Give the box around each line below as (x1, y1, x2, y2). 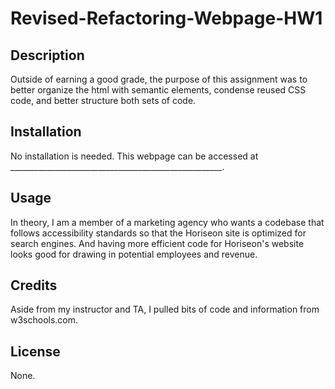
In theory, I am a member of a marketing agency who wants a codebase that (10, 216, 325, 228)
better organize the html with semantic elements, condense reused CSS (10, 84, 307, 96)
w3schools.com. (10, 314, 79, 326)
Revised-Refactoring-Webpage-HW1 (10, 7, 323, 30)
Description (10, 47, 85, 64)
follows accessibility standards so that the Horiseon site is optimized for (10, 227, 307, 239)
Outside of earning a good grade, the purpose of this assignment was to (10, 73, 308, 85)
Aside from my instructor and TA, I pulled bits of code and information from (10, 303, 320, 316)
